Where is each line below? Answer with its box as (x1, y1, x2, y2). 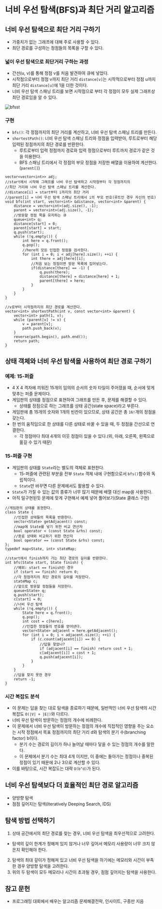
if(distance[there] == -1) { (30, 265, 90, 271)
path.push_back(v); (22, 326, 62, 331)
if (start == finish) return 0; (14, 569, 79, 574)
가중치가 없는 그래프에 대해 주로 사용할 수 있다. (12, 39, 100, 45)
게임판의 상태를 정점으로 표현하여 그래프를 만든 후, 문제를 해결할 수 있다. (12, 397, 147, 403)
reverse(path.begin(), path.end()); (14, 334, 88, 339)
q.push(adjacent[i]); (39, 654, 83, 659)
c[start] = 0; (14, 597, 42, 602)
